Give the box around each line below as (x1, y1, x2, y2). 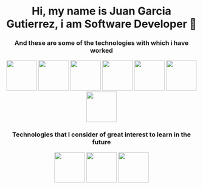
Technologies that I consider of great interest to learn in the (12, 130, 191, 139)
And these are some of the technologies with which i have (14, 39, 189, 47)
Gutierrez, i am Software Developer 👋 (6, 17, 197, 31)
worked (90, 47, 113, 55)
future (92, 138, 111, 147)
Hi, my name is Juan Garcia (32, 4, 171, 18)
